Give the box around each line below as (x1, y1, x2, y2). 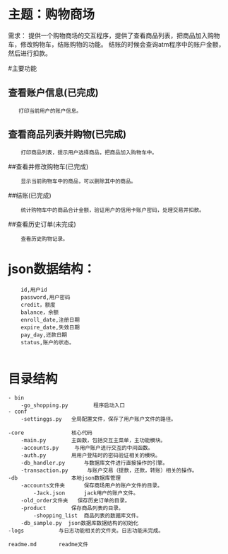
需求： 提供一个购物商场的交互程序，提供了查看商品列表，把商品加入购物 (8, 31, 220, 40)
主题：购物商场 (8, 6, 95, 23)
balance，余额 (20, 309, 59, 316)
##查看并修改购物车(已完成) (8, 162, 89, 171)
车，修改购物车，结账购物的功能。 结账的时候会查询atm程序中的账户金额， (8, 40, 225, 48)
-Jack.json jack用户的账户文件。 (33, 490, 139, 497)
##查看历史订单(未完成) (8, 220, 76, 228)
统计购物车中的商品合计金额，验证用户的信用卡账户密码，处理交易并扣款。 (20, 206, 205, 213)
